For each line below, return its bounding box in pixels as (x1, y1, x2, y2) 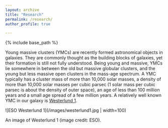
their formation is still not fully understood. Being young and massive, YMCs (5, 60, 162, 66)
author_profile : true (5, 21, 51, 27)
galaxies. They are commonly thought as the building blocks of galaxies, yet (5, 55, 163, 61)
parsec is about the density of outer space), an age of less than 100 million (5, 87, 160, 93)
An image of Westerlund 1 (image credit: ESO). (5, 117, 102, 123)
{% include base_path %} (5, 40, 58, 46)
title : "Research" (5, 12, 44, 17)
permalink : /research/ (5, 17, 53, 22)
